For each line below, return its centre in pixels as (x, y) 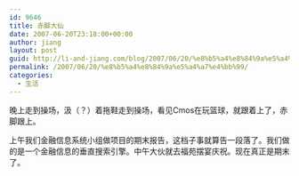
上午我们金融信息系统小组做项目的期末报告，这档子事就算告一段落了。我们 (145, 140)
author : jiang (36, 42)
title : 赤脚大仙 (36, 26)
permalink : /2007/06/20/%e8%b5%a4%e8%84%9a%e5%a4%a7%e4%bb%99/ (129, 68)
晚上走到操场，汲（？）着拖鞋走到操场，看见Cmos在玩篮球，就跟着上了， (145, 110)
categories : (31, 76)
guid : (19, 59)
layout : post (33, 51)
